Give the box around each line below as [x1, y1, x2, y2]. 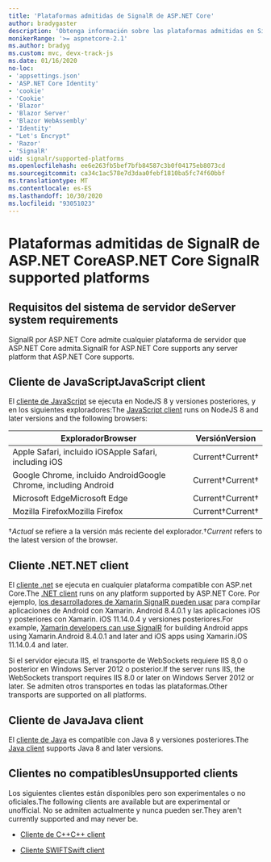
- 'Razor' [8, 139, 42, 148]
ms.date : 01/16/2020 [8, 57, 78, 65]
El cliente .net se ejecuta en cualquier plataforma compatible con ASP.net [8, 580, 252, 590]
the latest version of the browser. [8, 535, 119, 545]
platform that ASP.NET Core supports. [8, 352, 135, 362]
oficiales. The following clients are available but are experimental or [8, 797, 231, 806]
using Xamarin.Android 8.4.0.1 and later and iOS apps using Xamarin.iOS [8, 631, 248, 642]
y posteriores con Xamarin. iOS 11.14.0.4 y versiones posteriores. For [8, 614, 234, 624]
